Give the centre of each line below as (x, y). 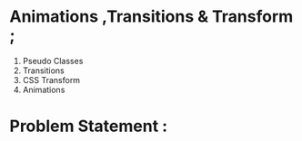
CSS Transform (51, 80)
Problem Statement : (89, 126)
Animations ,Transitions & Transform (151, 17)
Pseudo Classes (53, 61)
